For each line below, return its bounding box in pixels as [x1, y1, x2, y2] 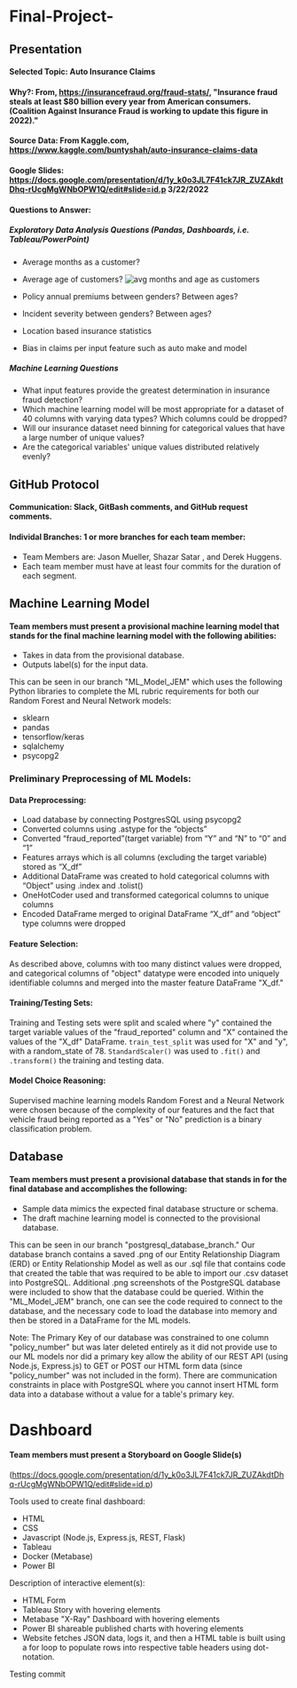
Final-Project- [9, 6, 114, 27]
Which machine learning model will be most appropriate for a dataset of [21, 404, 285, 415]
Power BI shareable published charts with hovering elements [21, 1623, 244, 1634]
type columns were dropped [21, 918, 126, 929]
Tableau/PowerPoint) [9, 234, 90, 245]
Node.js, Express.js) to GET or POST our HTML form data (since [9, 1360, 243, 1371]
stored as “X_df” [21, 862, 82, 872]
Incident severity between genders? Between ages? [21, 308, 212, 319]
